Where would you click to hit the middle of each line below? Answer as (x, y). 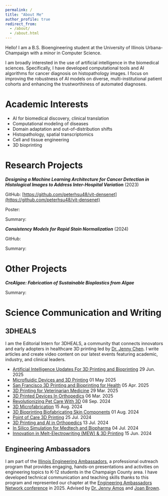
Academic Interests (47, 104)
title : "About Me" (24, 15)
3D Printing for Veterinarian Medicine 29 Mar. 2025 (65, 390)
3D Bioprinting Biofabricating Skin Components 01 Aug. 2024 (76, 412)
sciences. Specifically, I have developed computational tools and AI (75, 68)
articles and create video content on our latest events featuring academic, (81, 354)
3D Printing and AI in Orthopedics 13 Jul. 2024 (60, 423)
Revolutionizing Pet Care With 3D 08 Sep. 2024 (61, 401)
